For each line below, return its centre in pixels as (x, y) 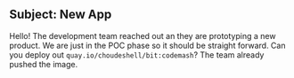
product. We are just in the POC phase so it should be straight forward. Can (147, 45)
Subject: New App (61, 15)
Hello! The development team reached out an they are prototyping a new (143, 35)
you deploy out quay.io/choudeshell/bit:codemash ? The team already (137, 55)
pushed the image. (44, 64)
